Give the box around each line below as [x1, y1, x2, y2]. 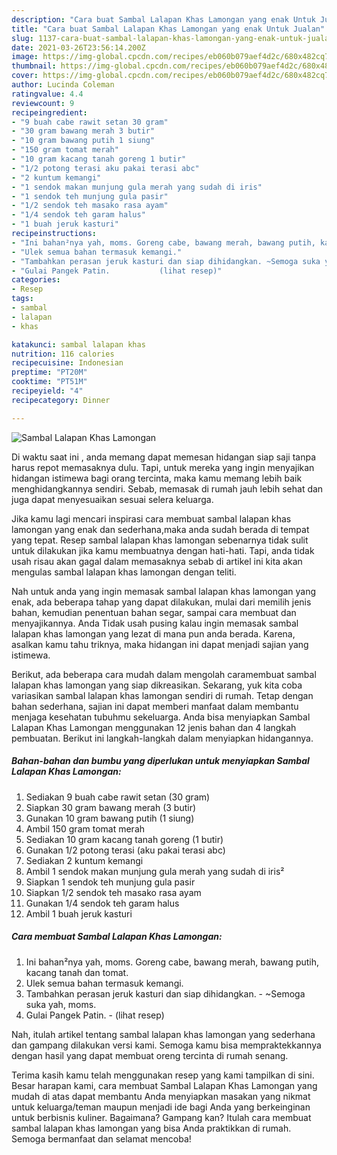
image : [11, 52, 39, 62]
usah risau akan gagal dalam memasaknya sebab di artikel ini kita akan [11, 555, 303, 567]
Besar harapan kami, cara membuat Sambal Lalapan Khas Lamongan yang [11, 1079, 318, 1091]
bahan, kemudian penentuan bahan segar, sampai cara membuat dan [11, 606, 297, 618]
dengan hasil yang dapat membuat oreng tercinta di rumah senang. [11, 1049, 289, 1061]
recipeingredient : [11, 107, 88, 118]
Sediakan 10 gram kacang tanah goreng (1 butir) [25, 833, 224, 845]
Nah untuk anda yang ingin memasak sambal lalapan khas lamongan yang [11, 585, 317, 597]
